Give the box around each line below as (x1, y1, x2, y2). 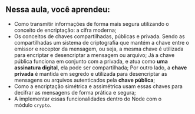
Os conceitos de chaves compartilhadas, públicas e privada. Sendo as (14, 32, 185, 40)
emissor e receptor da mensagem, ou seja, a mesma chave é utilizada (14, 45, 184, 52)
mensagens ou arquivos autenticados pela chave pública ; (14, 76, 156, 83)
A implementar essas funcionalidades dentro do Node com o (14, 95, 162, 102)
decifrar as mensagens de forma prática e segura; (14, 89, 136, 96)
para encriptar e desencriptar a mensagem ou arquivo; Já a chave (14, 51, 175, 58)
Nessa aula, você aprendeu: (5, 5, 110, 15)
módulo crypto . (14, 101, 52, 108)
